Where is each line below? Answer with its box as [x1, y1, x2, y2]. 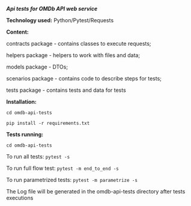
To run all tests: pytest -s [6, 153, 70, 160]
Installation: [6, 98, 37, 105]
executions [6, 195, 34, 201]
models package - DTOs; [6, 63, 68, 70]
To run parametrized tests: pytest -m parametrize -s [6, 177, 138, 183]
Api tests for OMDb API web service [6, 5, 98, 12]
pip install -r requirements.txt [6, 120, 90, 126]
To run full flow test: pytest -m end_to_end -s [6, 165, 119, 172]
